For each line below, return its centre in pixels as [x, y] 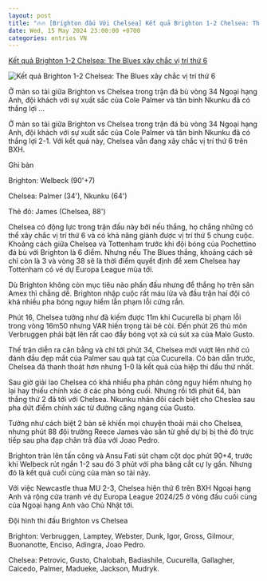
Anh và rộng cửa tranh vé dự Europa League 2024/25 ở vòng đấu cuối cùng [133, 497]
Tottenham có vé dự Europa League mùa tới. [81, 269]
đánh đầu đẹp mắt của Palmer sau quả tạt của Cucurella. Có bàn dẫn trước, [132, 358]
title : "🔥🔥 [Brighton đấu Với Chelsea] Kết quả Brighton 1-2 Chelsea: [129, 23]
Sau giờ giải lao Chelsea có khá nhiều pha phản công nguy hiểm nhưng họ [130, 382]
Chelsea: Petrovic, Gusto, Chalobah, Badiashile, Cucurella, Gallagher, [122, 560]
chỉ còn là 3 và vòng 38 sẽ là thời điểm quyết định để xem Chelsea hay [124, 261]
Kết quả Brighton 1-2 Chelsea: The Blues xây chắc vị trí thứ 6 [108, 61]
